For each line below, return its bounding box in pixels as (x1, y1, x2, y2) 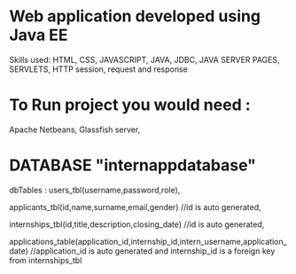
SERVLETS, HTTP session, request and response (9, 64, 189, 74)
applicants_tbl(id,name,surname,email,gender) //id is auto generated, (9, 201, 261, 212)
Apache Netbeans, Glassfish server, (9, 124, 141, 135)
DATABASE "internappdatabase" (9, 155, 257, 176)
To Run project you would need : (9, 95, 251, 115)
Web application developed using (9, 6, 261, 27)
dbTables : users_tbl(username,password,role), (9, 184, 181, 195)
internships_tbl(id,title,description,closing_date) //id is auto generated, (9, 219, 265, 230)
